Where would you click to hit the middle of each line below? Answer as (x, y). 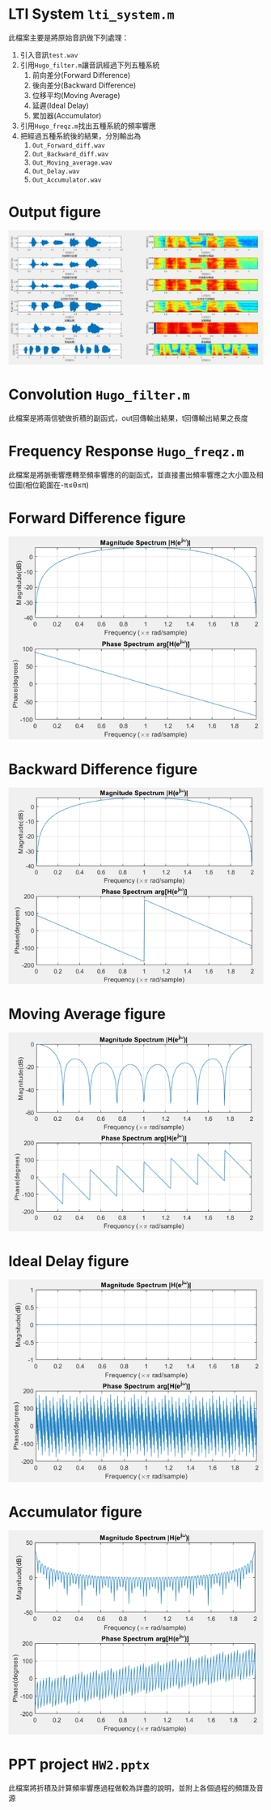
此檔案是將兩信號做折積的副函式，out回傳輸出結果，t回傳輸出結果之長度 (128, 418)
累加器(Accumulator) (67, 115)
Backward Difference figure (103, 769)
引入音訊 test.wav (49, 54)
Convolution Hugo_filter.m (99, 395)
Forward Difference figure (97, 518)
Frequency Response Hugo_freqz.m (126, 451)
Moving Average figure (87, 1014)
